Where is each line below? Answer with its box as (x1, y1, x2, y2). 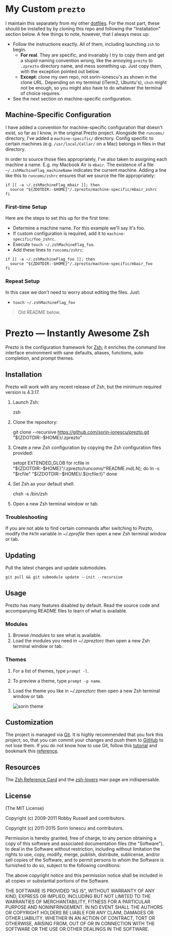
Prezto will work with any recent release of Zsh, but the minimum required (5, 384, 162, 390)
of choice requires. (20, 90, 61, 96)
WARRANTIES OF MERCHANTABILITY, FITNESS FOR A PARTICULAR (5, 898, 150, 905)
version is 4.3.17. (5, 389, 40, 395)
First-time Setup (5, 203, 47, 210)
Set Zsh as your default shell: (12, 481, 75, 487)
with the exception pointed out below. (20, 68, 100, 75)
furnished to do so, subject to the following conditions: (5, 862, 121, 869)
